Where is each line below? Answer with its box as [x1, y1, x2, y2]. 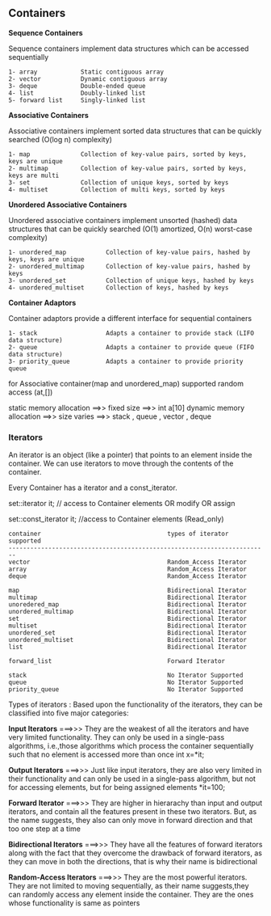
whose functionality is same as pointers [8, 898, 140, 908]
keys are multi [8, 171, 60, 179]
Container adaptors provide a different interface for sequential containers [8, 313, 252, 323]
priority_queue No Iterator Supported [8, 686, 244, 694]
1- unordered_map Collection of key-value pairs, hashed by [8, 248, 251, 256]
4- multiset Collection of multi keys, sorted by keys [8, 185, 226, 193]
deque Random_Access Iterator [8, 572, 248, 580]
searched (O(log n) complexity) [8, 134, 113, 144]
